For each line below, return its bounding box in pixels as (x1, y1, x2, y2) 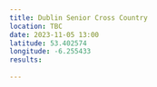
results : (9, 55, 43, 64)
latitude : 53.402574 (9, 38, 88, 48)
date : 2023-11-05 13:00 (9, 30, 100, 39)
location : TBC (9, 22, 64, 31)
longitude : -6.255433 (9, 47, 92, 56)
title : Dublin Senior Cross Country (9, 13, 148, 23)
